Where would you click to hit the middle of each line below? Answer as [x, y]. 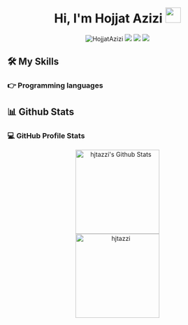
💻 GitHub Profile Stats [46, 135]
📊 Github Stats [41, 112]
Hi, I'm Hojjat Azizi [108, 19]
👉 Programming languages [55, 85]
